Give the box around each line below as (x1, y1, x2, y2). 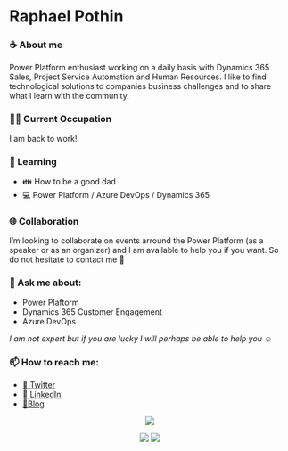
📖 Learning (9, 155, 58, 168)
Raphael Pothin (9, 6, 124, 27)
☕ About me (9, 38, 63, 51)
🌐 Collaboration (9, 216, 79, 227)
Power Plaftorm (21, 297, 79, 307)
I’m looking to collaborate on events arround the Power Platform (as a (9, 235, 264, 246)
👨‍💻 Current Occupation (9, 113, 112, 126)
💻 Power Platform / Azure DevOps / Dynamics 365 (21, 190, 210, 201)
